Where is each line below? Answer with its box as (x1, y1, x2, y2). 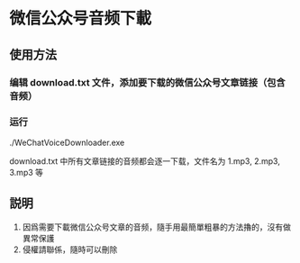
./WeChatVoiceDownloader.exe (9, 137, 125, 148)
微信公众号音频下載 (9, 8, 152, 29)
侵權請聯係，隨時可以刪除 (22, 244, 118, 255)
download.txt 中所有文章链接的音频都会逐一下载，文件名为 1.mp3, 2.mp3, (9, 155, 281, 167)
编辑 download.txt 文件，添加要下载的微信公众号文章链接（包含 (9, 76, 286, 88)
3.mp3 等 (9, 167, 43, 177)
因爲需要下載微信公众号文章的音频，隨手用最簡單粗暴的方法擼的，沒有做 (22, 222, 291, 232)
